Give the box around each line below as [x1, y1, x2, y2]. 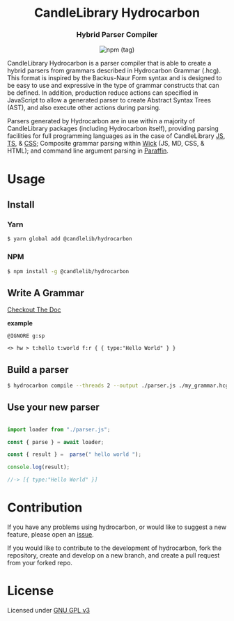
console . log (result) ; [7, 463, 70, 471]
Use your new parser [7, 401, 100, 413]
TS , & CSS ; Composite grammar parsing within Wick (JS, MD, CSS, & [7, 139, 205, 148]
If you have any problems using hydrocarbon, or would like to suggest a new [7, 523, 227, 531]
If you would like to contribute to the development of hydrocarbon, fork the [7, 544, 222, 552]
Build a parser [7, 364, 69, 376]
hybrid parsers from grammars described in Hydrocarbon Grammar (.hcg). [7, 66, 221, 75]
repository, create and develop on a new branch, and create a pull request [7, 551, 220, 560]
